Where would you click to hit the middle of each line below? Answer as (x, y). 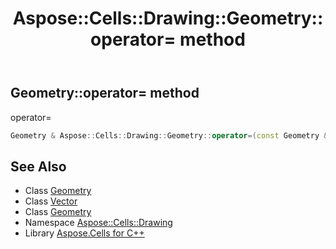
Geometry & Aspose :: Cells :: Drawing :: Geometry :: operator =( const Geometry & (169, 135)
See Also (38, 166)
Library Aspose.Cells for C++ (84, 233)
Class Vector (51, 201)
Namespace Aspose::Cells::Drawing (98, 223)
